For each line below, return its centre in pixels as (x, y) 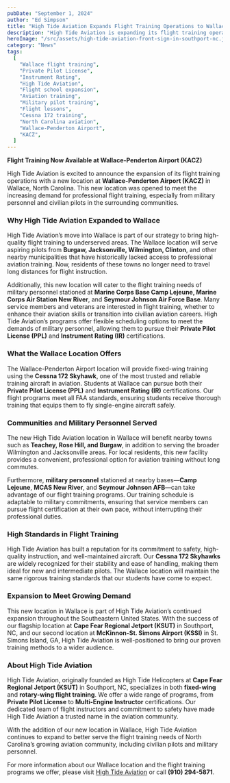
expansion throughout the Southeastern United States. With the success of (113, 618)
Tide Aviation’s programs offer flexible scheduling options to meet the (105, 321)
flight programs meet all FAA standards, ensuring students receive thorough (114, 397)
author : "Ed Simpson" (38, 20)
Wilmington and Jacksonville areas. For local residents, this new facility (107, 452)
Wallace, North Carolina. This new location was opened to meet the (102, 188)
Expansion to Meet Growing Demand (69, 596)
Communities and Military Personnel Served (82, 423)
